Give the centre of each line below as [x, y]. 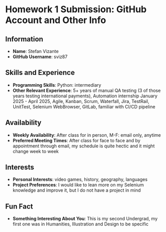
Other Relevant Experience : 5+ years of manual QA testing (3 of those [87, 90]
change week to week [36, 151]
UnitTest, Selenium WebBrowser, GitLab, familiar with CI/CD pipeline [84, 107]
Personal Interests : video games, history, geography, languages [80, 179]
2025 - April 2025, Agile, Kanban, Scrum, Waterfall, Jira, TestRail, [81, 101]
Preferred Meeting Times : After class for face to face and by [76, 140]
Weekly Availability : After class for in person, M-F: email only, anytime [87, 135]
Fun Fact [19, 206]
